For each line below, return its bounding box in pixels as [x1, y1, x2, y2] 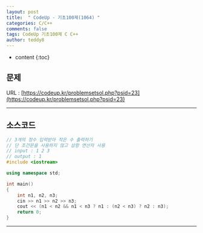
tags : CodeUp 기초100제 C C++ [6, 31, 79, 38]
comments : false [6, 25, 47, 32]
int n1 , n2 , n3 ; [17, 192, 59, 199]
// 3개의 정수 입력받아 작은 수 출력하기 [6, 137, 93, 143]
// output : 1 [6, 154, 42, 160]
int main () [6, 181, 34, 187]
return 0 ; [17, 209, 42, 215]
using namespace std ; [6, 170, 61, 176]
